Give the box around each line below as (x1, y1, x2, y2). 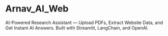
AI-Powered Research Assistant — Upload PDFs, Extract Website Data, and (5, 19, 163, 25)
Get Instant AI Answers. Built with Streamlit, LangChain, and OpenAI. (5, 24, 149, 30)
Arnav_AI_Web (5, 3, 69, 14)
